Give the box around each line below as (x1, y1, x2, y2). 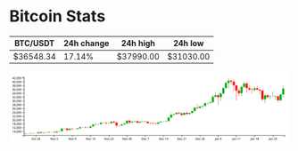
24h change (63, 38, 110, 49)
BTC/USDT (14, 38, 55, 49)
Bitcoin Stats (9, 6, 106, 27)
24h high (120, 38, 156, 49)
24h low (172, 38, 204, 49)
